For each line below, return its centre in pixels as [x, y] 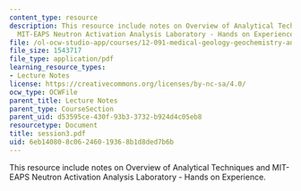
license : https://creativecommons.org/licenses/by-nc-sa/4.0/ [128, 84]
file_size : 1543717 [46, 51]
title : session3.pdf [48, 134]
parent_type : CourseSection [62, 109]
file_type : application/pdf [62, 59]
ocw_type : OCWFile [43, 92]
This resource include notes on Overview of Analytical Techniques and [140, 167]
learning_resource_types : [57, 68]
